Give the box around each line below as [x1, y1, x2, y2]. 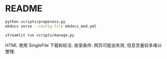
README [5, 3, 43, 14]
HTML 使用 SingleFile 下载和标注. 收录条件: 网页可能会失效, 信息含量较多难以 [5, 42, 162, 48]
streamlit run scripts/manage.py [5, 32, 75, 37]
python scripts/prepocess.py [5, 19, 66, 24]
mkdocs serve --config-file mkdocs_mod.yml [5, 24, 97, 29]
